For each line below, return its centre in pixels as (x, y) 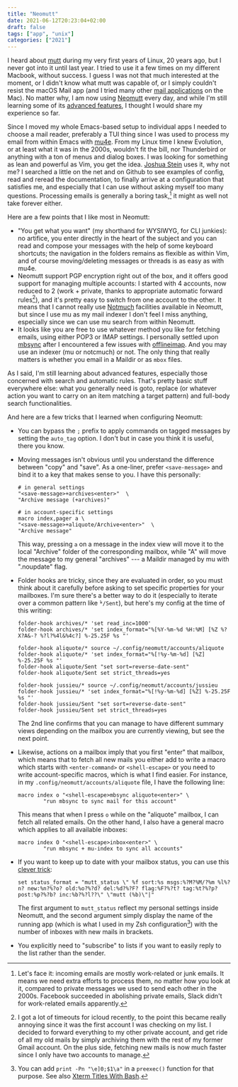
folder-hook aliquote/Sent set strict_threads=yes (94, 673)
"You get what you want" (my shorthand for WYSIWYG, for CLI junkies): (122, 230)
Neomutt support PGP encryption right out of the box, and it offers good (123, 275)
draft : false (27, 27)
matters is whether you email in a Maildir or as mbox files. (100, 360)
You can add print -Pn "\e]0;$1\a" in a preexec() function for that (116, 1069)
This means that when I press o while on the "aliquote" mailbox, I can (118, 814)
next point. (33, 739)
